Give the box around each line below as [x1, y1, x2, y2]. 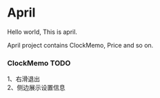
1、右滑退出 [7, 75, 40, 84]
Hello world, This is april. [7, 28, 78, 36]
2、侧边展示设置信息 [7, 84, 66, 92]
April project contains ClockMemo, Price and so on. [7, 41, 154, 49]
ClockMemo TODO [7, 58, 71, 68]
